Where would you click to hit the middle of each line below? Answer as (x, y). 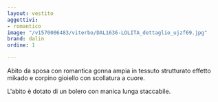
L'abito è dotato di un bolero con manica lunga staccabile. (89, 91)
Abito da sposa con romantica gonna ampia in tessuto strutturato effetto (109, 71)
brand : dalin (26, 39)
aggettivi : (23, 20)
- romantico (24, 26)
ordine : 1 (21, 45)
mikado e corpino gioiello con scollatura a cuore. (76, 78)
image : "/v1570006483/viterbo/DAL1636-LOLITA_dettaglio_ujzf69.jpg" (107, 33)
